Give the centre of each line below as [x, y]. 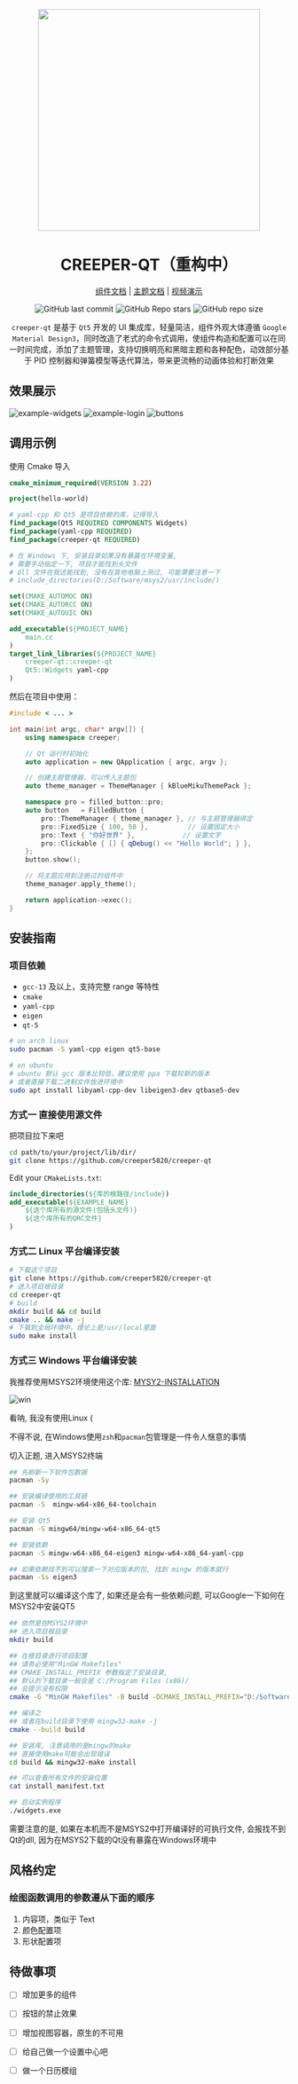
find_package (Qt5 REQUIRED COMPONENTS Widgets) [99, 523]
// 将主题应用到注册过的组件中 [74, 876]
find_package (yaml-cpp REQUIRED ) [71, 531]
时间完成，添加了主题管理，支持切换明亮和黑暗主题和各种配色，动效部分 [149, 349]
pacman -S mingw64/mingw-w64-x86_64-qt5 [85, 1529]
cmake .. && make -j [47, 1320]
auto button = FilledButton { [85, 811]
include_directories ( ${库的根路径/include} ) [90, 1194]
